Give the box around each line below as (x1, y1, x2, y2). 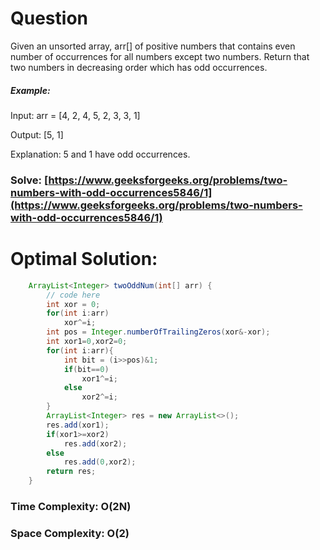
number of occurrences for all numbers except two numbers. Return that (10, 50, 310, 62)
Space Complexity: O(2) (10, 526, 130, 540)
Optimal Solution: (10, 248, 158, 271)
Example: (10, 84, 51, 96)
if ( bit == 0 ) (63, 364, 110, 374)
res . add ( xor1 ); (46, 420, 110, 430)
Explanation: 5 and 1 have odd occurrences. (10, 148, 191, 160)
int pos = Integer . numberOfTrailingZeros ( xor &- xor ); (46, 327, 271, 337)
